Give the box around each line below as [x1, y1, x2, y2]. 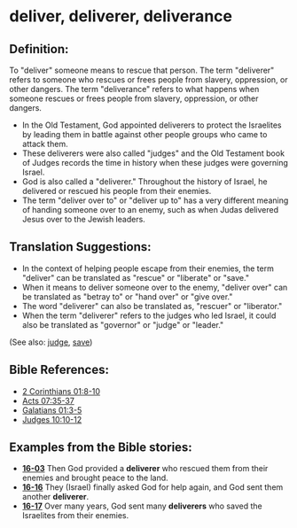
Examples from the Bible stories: [9, 440, 192, 455]
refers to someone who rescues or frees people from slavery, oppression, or [9, 74, 288, 85]
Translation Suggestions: [9, 239, 152, 254]
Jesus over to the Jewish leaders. [21, 214, 146, 224]
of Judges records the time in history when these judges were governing [21, 158, 288, 167]
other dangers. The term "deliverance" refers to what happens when [9, 84, 260, 94]
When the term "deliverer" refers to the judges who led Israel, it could [21, 310, 277, 321]
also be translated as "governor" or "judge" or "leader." [21, 319, 224, 330]
